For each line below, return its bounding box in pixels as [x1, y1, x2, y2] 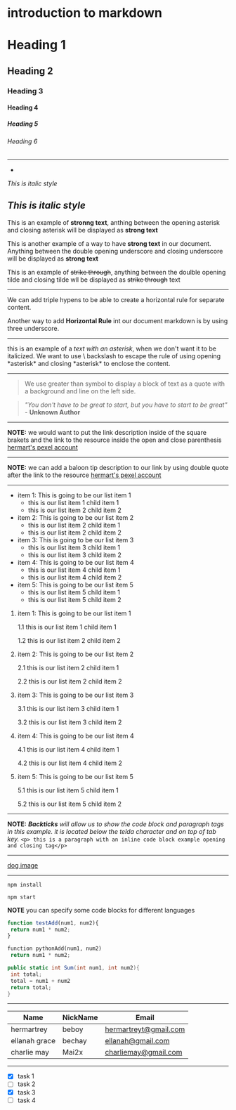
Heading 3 [7, 86, 44, 96]
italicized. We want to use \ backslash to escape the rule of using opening [7, 351, 221, 360]
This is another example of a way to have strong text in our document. [7, 239, 212, 247]
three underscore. [7, 324, 60, 332]
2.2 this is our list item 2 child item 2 [17, 677, 122, 686]
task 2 [17, 1080, 36, 1088]
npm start [7, 894, 37, 901]
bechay [62, 1036, 88, 1046]
